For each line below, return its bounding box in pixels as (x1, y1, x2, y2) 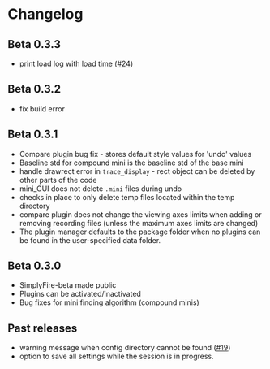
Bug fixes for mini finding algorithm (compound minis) (19, 297, 199, 307)
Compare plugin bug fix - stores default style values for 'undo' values (19, 149, 252, 158)
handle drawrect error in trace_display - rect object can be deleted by (19, 166, 255, 176)
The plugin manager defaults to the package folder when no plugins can (19, 227, 261, 237)
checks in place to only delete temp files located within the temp (19, 192, 235, 202)
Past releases (7, 321, 78, 335)
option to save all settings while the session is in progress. (19, 351, 214, 362)
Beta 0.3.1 (7, 128, 58, 141)
